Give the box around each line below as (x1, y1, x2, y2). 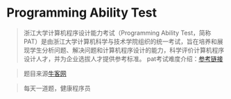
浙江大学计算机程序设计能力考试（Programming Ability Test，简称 (23, 28, 212, 37)
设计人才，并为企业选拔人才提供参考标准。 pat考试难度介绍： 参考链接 (23, 54, 223, 63)
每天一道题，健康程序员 (23, 84, 91, 92)
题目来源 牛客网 (23, 69, 67, 78)
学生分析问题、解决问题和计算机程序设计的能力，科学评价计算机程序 (29, 46, 225, 54)
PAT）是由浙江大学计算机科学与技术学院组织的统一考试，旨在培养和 (23, 37, 218, 46)
